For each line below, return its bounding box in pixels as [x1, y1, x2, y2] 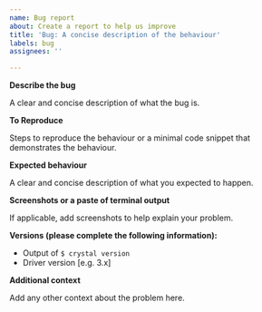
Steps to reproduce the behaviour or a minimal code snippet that [9, 132, 251, 143]
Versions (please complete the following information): [9, 230, 218, 241]
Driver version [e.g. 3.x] [22, 258, 112, 268]
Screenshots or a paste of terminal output [9, 195, 170, 206]
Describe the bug [9, 80, 76, 91]
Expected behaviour [9, 160, 88, 171]
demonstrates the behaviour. [9, 142, 117, 153]
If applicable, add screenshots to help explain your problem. [9, 212, 234, 223]
